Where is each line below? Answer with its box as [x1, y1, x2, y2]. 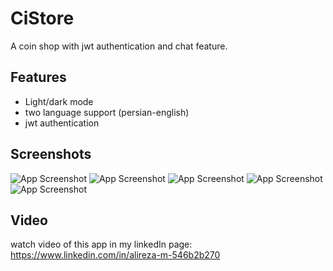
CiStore [10, 7, 75, 30]
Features [10, 69, 67, 86]
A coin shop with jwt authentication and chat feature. [10, 40, 228, 52]
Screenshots [10, 146, 92, 163]
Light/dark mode [24, 95, 94, 107]
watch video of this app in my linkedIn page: [10, 238, 193, 251]
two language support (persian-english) [24, 106, 190, 118]
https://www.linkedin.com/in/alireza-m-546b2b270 [10, 249, 221, 261]
